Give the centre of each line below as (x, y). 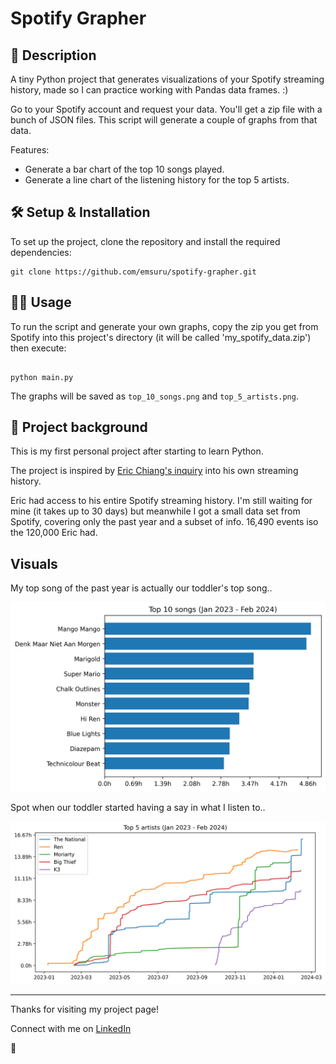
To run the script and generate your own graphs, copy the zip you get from (164, 326)
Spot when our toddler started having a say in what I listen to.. (138, 808)
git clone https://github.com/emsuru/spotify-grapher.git (133, 272)
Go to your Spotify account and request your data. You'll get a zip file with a (166, 109)
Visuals (34, 563)
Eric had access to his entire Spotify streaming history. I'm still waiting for (161, 501)
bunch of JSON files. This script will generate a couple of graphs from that (164, 120)
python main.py (42, 377)
